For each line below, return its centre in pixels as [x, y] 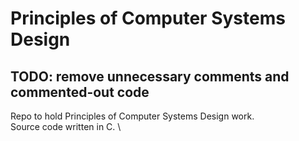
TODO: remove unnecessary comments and [150, 76]
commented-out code [80, 92]
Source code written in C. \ [66, 126]
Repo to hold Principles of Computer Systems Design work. [132, 116]
